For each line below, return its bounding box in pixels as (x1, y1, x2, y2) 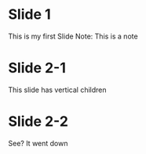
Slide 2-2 (8, 112, 69, 130)
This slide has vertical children (8, 85, 107, 94)
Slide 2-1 (8, 59, 67, 77)
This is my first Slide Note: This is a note (8, 31, 139, 41)
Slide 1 (8, 5, 51, 24)
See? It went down (8, 138, 68, 148)
